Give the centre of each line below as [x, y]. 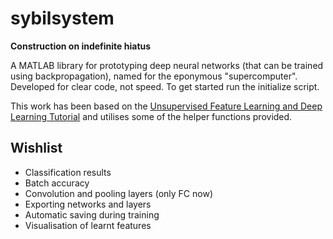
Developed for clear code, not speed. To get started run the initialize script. [165, 86]
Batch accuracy [57, 183]
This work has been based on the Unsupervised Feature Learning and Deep [166, 106]
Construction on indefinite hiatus [81, 46]
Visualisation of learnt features [88, 225]
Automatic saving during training [92, 214]
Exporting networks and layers [88, 204]
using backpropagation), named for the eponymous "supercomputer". [154, 76]
